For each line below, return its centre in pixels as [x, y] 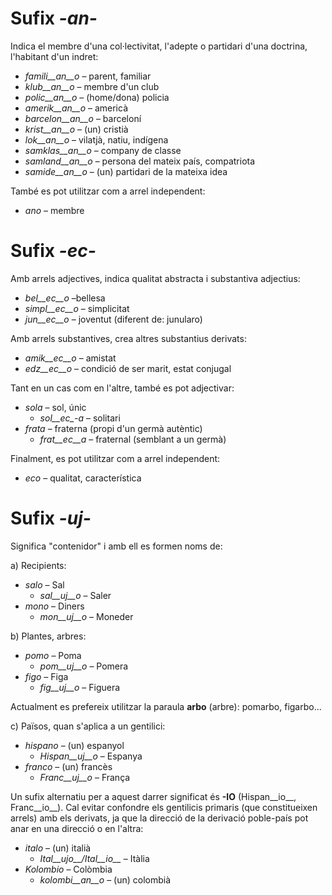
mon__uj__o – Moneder [86, 616]
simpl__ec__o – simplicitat [77, 308]
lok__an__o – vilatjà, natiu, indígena [96, 139]
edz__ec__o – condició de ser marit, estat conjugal [128, 368]
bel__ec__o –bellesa [65, 298]
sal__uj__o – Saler [75, 595]
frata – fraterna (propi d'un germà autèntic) [113, 428]
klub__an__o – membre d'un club [92, 86]
